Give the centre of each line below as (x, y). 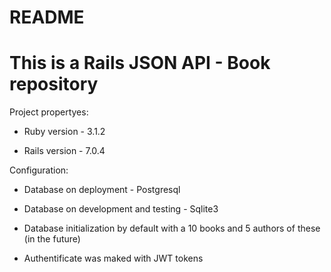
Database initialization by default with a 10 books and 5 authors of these (172, 228)
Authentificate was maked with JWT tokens (113, 258)
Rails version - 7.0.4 (64, 151)
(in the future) (52, 239)
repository (54, 84)
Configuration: (39, 170)
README (47, 17)
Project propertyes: (49, 112)
